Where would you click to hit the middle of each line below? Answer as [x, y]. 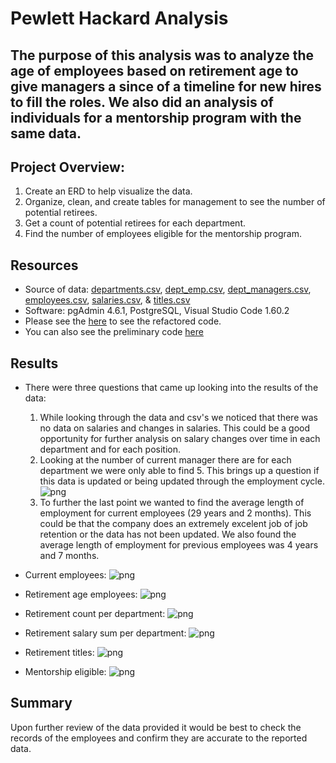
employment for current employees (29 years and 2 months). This [175, 513]
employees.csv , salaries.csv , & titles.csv [107, 300]
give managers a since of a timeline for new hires [166, 86]
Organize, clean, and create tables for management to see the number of [175, 202]
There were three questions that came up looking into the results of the [171, 388]
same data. [46, 133]
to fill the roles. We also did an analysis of [142, 102]
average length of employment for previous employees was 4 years [179, 545]
